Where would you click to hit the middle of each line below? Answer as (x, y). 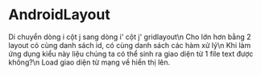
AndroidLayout (59, 15)
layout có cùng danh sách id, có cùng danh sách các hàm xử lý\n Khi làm (130, 45)
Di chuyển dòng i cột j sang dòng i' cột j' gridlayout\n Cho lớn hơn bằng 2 (130, 37)
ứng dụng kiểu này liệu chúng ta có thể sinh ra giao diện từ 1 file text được (131, 53)
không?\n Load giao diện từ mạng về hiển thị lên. (89, 62)
